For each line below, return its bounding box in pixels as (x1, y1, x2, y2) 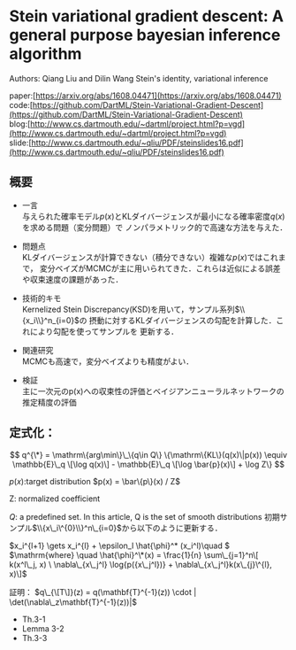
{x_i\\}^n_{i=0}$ (21, 314, 80, 325)
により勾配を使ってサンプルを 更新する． (29, 326, 179, 337)
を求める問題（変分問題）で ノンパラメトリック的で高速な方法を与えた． (21, 221, 288, 232)
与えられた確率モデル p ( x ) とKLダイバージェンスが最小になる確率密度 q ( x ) (21, 211, 285, 221)
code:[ (9, 99, 34, 110)
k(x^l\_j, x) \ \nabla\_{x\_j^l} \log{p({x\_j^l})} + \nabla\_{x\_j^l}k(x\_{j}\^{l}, (9, 559, 272, 569)
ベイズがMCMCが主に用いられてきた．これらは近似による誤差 (55, 263, 281, 274)
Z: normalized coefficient (9, 493, 101, 504)
